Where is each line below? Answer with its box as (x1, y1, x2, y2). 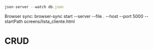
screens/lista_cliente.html (23, 18, 75, 24)
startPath (4, 18, 23, 24)
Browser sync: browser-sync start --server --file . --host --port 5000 (4, 13, 144, 19)
